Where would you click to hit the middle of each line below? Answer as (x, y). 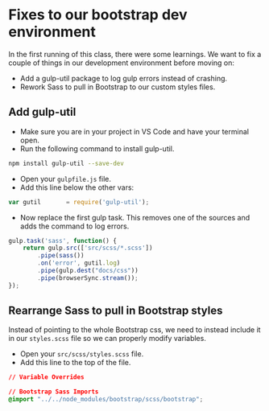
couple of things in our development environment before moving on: (122, 63)
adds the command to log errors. (74, 226)
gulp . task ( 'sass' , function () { (62, 240)
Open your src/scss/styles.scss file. (82, 354)
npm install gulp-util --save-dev (66, 163)
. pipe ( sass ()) (61, 256)
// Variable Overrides (46, 377)
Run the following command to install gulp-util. (97, 148)
